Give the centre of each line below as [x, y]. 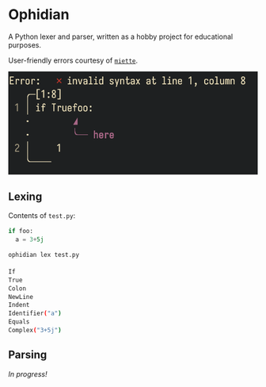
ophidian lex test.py [44, 255]
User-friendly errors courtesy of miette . [73, 60]
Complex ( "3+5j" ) [35, 331]
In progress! [28, 374]
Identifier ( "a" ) [35, 314]
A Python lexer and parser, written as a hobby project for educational [121, 36]
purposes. [25, 44]
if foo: [21, 232]
